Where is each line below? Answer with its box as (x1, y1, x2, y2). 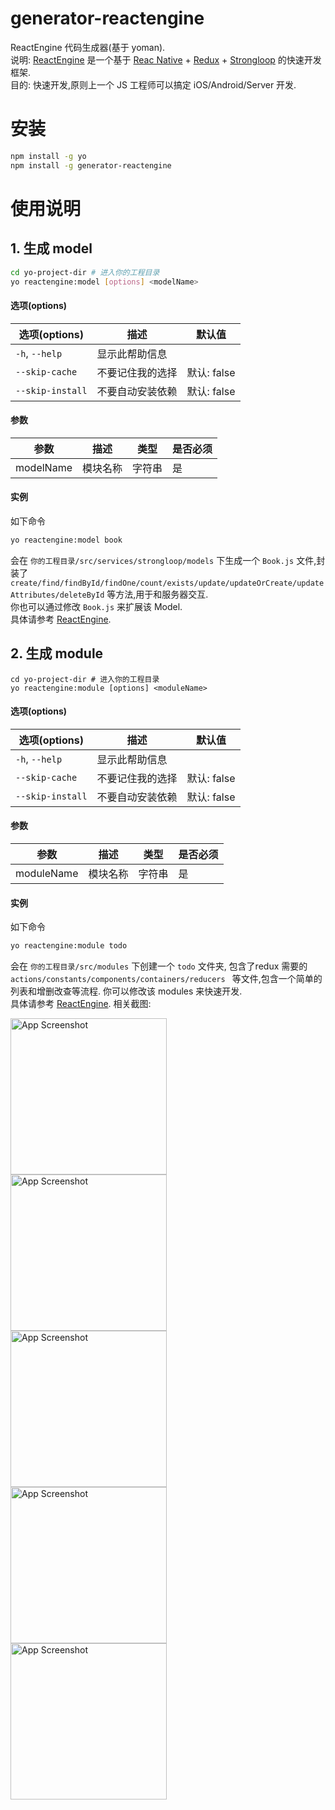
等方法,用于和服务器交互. (106, 588, 209, 600)
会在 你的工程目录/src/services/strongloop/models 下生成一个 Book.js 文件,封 (10, 554, 326, 566)
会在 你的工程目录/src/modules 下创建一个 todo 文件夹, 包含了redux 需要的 (10, 960, 308, 972)
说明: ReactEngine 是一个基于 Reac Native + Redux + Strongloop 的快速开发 (10, 53, 322, 66)
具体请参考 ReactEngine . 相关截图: (10, 998, 152, 1010)
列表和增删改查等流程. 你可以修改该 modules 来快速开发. (10, 985, 243, 997)
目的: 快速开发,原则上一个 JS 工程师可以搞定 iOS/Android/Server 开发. (10, 78, 297, 91)
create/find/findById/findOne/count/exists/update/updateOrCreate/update (10, 578, 325, 588)
